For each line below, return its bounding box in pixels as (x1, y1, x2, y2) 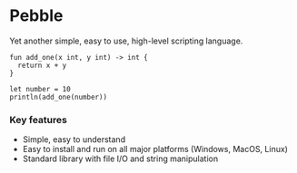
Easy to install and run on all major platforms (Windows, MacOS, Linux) (22, 144, 289, 155)
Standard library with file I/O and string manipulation (22, 153, 219, 164)
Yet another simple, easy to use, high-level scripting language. (9, 35, 243, 46)
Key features (9, 113, 68, 126)
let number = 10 (9, 84, 71, 93)
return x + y (17, 61, 67, 70)
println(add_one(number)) (9, 92, 107, 101)
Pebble (9, 5, 64, 26)
